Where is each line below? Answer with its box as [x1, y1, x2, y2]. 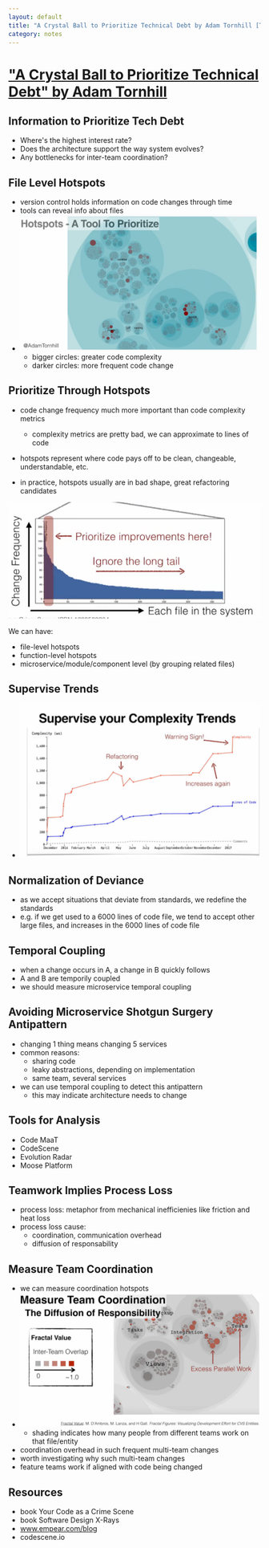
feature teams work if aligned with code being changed [19, 1462, 203, 1472]
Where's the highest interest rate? [19, 136, 132, 145]
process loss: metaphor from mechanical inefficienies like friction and [19, 1205, 251, 1215]
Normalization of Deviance [8, 873, 144, 887]
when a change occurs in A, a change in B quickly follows [19, 965, 211, 974]
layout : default [8, 13, 62, 21]
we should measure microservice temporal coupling [19, 982, 192, 991]
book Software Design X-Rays [19, 1515, 120, 1525]
